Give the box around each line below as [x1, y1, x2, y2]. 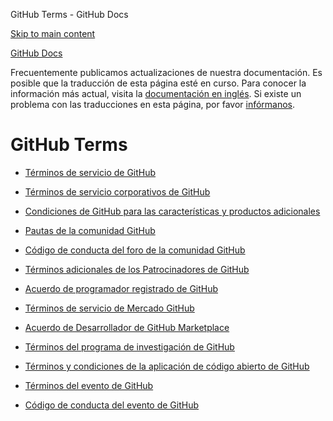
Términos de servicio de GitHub [24, 166, 157, 178]
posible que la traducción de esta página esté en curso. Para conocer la [10, 77, 307, 89]
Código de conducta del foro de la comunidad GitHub [24, 244, 246, 256]
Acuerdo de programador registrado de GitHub [24, 282, 219, 294]
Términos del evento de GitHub [24, 379, 154, 391]
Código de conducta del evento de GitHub [24, 399, 200, 411]
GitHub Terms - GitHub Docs [10, 9, 129, 20]
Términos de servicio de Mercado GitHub [24, 302, 195, 314]
